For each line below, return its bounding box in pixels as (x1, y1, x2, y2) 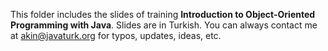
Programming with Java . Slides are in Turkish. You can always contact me (10, 19, 318, 31)
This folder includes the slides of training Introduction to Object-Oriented (10, 9, 316, 20)
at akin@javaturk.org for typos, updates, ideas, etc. (10, 30, 222, 41)
